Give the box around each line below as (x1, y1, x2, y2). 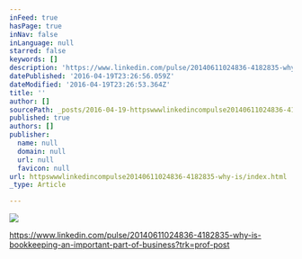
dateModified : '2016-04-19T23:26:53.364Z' (9, 80, 171, 89)
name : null (17, 138, 58, 147)
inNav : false (9, 30, 58, 39)
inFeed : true (9, 13, 58, 22)
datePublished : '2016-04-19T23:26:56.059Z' (9, 72, 175, 81)
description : (9, 64, 58, 73)
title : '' (9, 88, 47, 97)
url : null (17, 155, 54, 165)
